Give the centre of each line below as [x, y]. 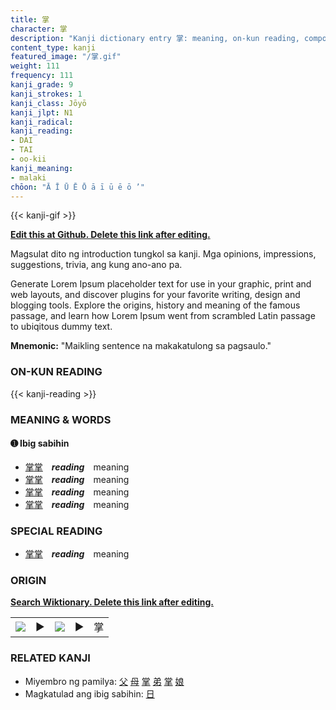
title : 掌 [30, 19]
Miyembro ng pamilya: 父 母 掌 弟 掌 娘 [104, 681]
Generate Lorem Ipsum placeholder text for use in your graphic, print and [161, 284]
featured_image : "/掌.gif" [66, 57]
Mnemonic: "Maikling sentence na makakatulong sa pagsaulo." [141, 346]
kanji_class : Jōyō [48, 103]
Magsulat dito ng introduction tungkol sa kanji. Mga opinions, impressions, [163, 254]
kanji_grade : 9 [42, 85]
